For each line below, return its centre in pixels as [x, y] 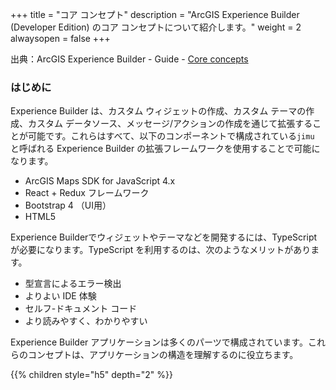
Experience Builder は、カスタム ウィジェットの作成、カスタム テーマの [158, 111]
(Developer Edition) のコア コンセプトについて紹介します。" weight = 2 [156, 27]
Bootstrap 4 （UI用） [68, 205]
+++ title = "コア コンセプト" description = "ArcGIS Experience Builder [155, 14]
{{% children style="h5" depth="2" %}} [91, 375]
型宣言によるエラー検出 [73, 284]
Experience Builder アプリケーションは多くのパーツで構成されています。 [159, 342]
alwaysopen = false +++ [60, 38]
